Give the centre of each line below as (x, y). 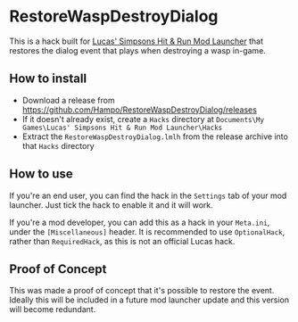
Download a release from (68, 100)
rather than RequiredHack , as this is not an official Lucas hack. (122, 241)
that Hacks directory (58, 145)
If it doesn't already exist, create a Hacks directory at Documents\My (143, 119)
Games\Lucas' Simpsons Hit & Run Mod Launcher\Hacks (122, 128)
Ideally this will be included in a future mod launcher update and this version (149, 300)
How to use (41, 174)
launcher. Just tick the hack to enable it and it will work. (112, 205)
